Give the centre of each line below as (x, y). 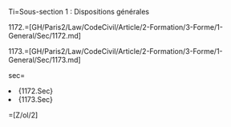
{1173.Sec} (36, 99)
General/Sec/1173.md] (45, 60)
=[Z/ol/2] (23, 115)
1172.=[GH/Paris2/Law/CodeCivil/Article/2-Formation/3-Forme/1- (115, 27)
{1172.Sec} (36, 91)
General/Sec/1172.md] (45, 36)
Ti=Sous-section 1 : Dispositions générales (79, 12)
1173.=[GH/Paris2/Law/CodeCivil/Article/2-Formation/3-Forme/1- (115, 51)
